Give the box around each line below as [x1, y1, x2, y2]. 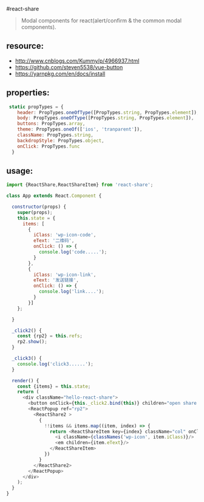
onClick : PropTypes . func [17, 143, 80, 150]
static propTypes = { [8, 103, 64, 110]
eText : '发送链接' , [33, 277, 79, 283]
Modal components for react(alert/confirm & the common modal [21, 17, 182, 24]
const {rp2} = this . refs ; [17, 333, 83, 339]
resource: [6, 41, 44, 51]
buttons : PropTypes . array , [17, 121, 86, 127]
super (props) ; [17, 209, 53, 215]
